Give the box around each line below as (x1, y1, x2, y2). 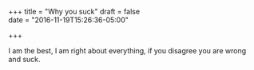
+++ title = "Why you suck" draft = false (8, 7, 141, 16)
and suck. (8, 55, 42, 64)
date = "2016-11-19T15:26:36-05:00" (8, 15, 129, 25)
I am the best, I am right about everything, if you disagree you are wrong (8, 46, 247, 55)
